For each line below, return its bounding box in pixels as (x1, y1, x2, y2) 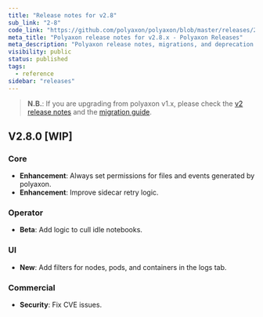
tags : (8, 63, 26, 71)
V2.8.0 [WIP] (8, 129, 73, 143)
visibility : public (8, 48, 72, 56)
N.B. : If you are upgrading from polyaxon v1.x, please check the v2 (27, 99, 243, 108)
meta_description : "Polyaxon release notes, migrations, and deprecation (8, 41, 254, 49)
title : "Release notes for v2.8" (8, 11, 117, 20)
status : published (8, 56, 68, 64)
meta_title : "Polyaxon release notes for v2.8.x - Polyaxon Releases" (8, 33, 243, 42)
